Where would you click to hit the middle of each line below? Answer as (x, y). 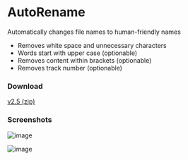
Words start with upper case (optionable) (77, 53)
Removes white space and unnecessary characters (92, 45)
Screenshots (30, 120)
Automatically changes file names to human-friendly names (94, 32)
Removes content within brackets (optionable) (84, 60)
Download (25, 86)
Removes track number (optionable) (70, 68)
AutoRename (47, 12)
